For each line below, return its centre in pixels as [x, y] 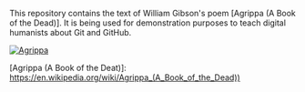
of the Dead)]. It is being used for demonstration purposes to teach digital [148, 23]
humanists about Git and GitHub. [71, 32]
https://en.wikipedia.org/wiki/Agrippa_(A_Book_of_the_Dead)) [125, 77]
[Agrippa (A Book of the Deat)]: [68, 68]
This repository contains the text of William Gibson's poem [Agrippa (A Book [152, 13]
